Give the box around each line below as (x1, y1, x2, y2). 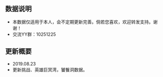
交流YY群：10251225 (12, 31, 56, 37)
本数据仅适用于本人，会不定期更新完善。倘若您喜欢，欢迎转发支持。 (12, 19, 153, 25)
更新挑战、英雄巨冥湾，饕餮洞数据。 (12, 67, 88, 73)
